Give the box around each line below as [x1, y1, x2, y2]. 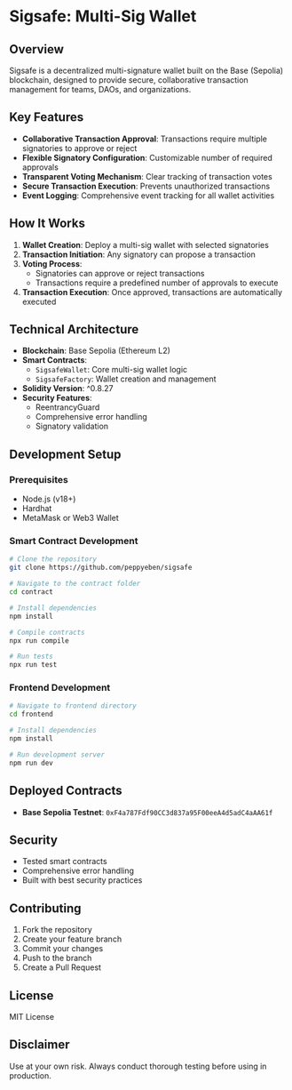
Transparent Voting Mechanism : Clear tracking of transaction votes [21, 171, 272, 181]
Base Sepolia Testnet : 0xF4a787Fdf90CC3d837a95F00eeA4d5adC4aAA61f [21, 806, 273, 817]
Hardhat [21, 503, 52, 514]
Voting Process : [21, 258, 83, 268]
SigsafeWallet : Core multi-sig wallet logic [35, 365, 188, 375]
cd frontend [9, 709, 53, 719]
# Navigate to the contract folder [9, 580, 141, 589]
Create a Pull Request [21, 962, 102, 973]
